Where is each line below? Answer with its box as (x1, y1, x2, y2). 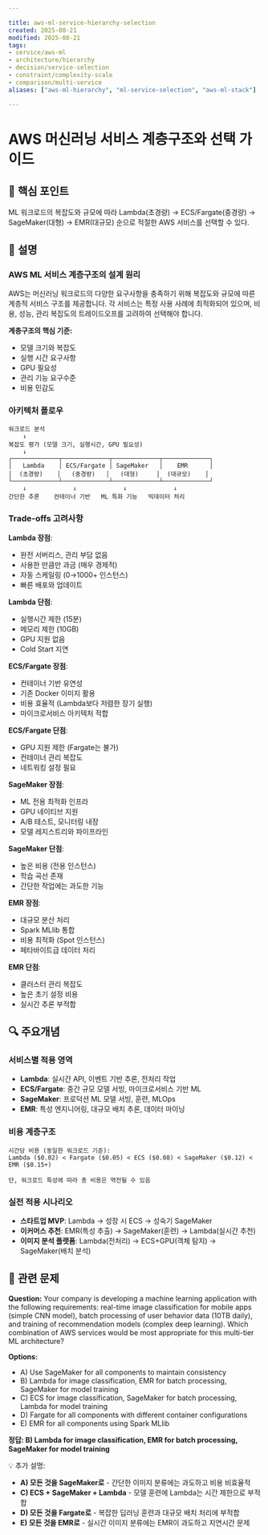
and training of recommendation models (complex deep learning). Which (8, 1319, 249, 1329)
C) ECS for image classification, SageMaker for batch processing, (19, 1393, 238, 1403)
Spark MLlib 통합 (19, 924, 75, 935)
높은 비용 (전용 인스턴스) (19, 860, 96, 871)
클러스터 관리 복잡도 (19, 979, 83, 989)
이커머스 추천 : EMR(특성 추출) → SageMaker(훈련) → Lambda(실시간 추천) (19, 1226, 257, 1236)
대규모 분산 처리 (19, 915, 70, 924)
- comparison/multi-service (8, 78, 103, 87)
